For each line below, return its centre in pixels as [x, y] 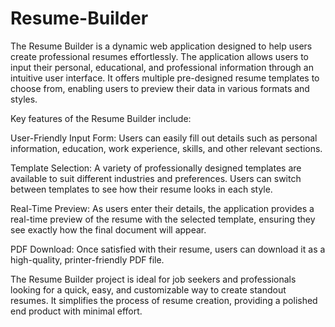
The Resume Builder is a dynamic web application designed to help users [161, 46]
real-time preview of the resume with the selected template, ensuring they [163, 219]
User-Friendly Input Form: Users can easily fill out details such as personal [164, 138]
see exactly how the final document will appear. [108, 229]
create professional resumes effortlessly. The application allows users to [159, 56]
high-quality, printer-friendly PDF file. [87, 259]
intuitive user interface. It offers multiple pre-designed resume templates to [165, 78]
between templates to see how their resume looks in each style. [141, 189]
